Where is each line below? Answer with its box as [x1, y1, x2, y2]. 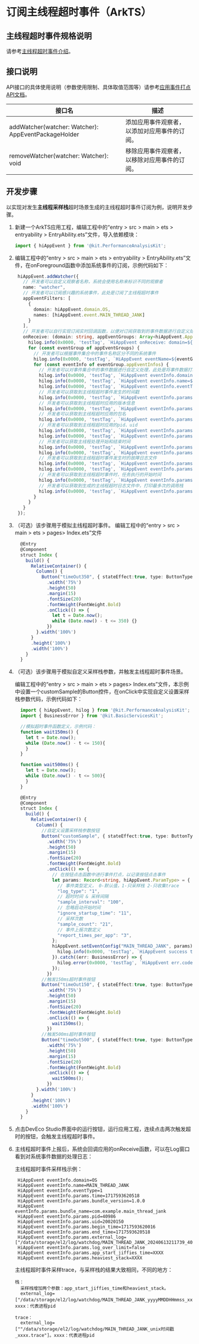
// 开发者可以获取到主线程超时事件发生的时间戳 [38, 389, 140, 395]
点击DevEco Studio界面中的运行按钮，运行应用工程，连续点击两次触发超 [14, 1125, 191, 1132]
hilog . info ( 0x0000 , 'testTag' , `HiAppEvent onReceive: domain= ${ [28, 340, 193, 345]
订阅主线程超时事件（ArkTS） [6, 5, 152, 19]
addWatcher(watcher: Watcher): [9, 123, 99, 131]
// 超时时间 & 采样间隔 [57, 894, 109, 900]
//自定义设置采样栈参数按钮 [41, 827, 100, 833]
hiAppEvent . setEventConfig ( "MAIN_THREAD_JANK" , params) [52, 943, 193, 949]
